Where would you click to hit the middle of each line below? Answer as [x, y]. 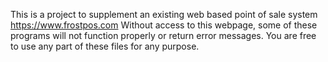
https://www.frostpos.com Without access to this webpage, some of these [164, 25]
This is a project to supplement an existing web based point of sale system [164, 14]
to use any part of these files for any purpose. [105, 46]
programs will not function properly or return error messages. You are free [163, 35]
